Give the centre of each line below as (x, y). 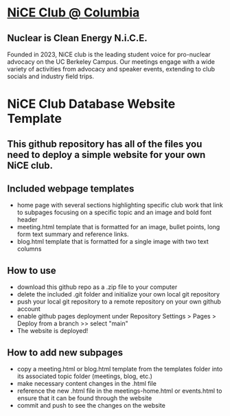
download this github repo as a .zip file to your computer (97, 287)
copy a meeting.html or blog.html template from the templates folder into (120, 369)
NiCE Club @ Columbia (73, 13)
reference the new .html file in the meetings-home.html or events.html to (119, 391)
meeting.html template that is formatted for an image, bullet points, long (118, 227)
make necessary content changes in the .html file (87, 384)
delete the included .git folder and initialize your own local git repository (118, 294)
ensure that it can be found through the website (84, 398)
